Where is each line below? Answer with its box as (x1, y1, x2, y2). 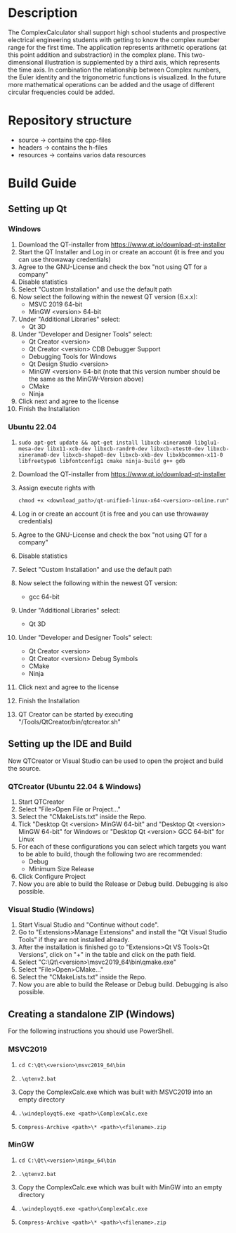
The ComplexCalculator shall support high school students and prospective (8, 28, 227, 37)
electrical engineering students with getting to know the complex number (8, 35, 220, 44)
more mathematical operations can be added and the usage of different (8, 80, 215, 89)
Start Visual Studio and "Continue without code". (18, 920, 159, 929)
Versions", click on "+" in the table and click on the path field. (18, 951, 196, 959)
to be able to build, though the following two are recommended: (18, 850, 203, 859)
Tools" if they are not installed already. (18, 936, 130, 944)
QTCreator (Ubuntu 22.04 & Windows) (8, 781, 142, 791)
